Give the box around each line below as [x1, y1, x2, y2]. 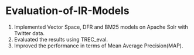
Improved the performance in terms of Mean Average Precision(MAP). [13, 42, 183, 49]
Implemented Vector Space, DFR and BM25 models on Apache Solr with [13, 23, 189, 30]
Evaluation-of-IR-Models [5, 4, 130, 18]
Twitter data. [13, 29, 45, 36]
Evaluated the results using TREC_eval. [13, 36, 108, 43]
